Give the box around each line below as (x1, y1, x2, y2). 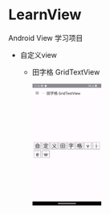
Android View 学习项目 (8, 33, 84, 42)
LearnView (8, 6, 82, 24)
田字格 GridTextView (31, 67, 100, 77)
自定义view (19, 50, 58, 59)
